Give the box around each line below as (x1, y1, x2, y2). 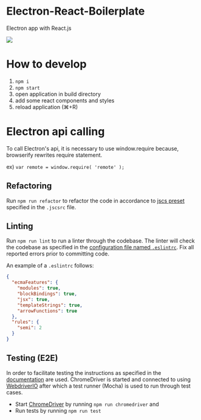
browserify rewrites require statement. (6, 151, 103, 158)
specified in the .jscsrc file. (6, 203, 77, 211)
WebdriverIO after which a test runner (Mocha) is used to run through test (6, 382, 191, 390)
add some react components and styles (15, 96, 115, 104)
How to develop (6, 57, 87, 71)
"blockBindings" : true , (17, 291, 78, 297)
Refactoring (6, 181, 52, 191)
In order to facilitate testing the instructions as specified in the (6, 369, 162, 376)
